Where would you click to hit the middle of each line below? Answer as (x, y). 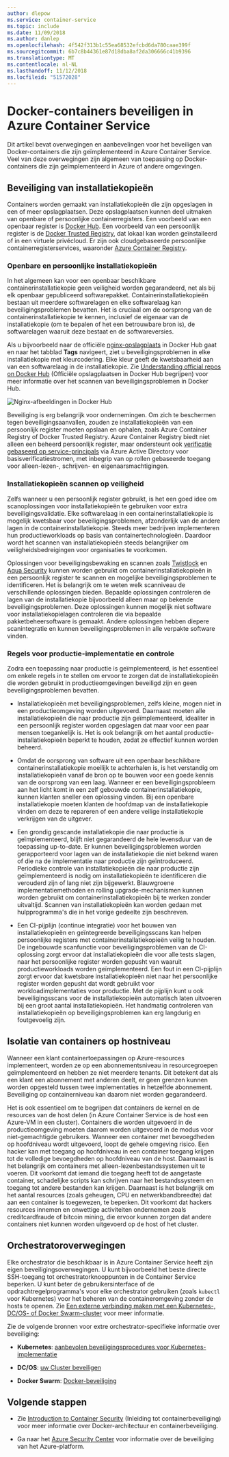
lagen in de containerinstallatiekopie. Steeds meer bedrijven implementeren (113, 527)
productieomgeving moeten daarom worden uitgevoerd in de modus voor (110, 1129)
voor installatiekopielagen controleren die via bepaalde (84, 614)
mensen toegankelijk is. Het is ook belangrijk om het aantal (100, 733)
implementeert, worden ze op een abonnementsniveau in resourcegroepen (112, 1065)
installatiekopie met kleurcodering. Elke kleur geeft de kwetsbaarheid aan (110, 360)
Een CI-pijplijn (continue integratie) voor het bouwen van (96, 925)
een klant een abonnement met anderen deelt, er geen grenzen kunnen (108, 1080)
